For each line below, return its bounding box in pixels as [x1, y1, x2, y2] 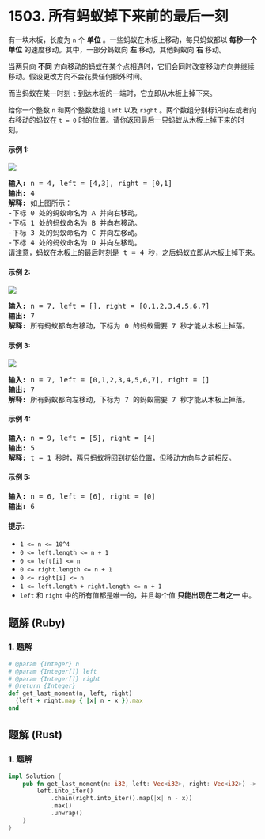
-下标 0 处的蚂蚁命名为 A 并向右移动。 [8, 209, 142, 218]
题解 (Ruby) [8, 616, 66, 629]
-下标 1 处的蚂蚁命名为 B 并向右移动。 [8, 218, 142, 228]
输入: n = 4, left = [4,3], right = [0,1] [8, 179, 172, 188]
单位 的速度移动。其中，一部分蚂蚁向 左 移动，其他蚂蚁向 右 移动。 [8, 44, 226, 54]
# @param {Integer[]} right [8, 674, 101, 683]
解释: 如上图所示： [8, 199, 73, 208]
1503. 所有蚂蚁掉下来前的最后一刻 [8, 7, 229, 25]
